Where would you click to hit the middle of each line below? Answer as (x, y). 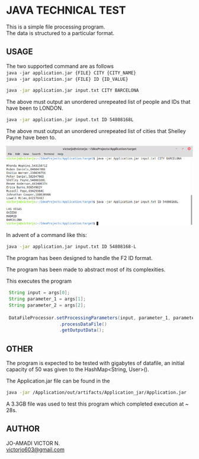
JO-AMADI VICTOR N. (33, 443)
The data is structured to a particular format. (60, 33)
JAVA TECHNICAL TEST (66, 10)
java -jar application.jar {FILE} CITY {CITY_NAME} (71, 73)
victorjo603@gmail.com (36, 449)
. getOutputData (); (82, 330)
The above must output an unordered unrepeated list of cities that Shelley (96, 131)
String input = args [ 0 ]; (39, 293)
